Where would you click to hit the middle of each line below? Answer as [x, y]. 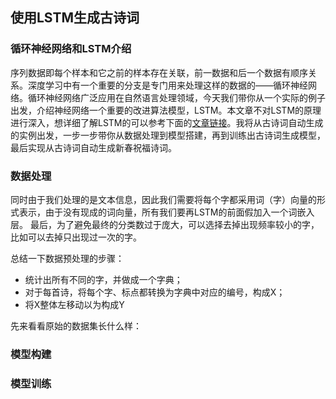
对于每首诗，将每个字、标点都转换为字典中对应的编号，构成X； [155, 292]
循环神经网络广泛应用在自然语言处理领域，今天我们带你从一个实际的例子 [176, 97]
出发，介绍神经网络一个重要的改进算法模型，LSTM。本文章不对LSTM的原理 [166, 110]
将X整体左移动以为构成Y [74, 304]
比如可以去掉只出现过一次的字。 [76, 237]
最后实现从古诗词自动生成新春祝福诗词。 [93, 147]
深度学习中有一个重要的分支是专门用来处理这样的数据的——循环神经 [167, 85]
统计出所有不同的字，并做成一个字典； [103, 279]
